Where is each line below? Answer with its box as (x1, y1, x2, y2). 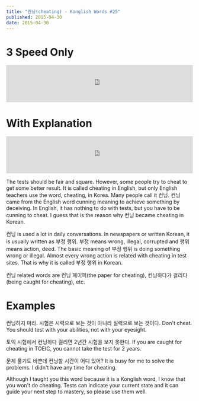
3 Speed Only (6, 45, 74, 59)
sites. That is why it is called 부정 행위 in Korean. (6, 259, 123, 266)
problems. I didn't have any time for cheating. (6, 364, 117, 371)
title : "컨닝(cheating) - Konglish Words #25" (6, 8, 121, 15)
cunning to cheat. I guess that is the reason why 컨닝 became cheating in (6, 212, 184, 219)
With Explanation (6, 116, 92, 130)
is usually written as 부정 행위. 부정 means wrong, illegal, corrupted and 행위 (6, 238, 190, 245)
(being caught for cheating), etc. (6, 278, 86, 285)
